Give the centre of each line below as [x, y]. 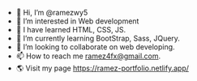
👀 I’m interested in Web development [77, 21]
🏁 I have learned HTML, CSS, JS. [71, 30]
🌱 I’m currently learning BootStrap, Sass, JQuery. [98, 38]
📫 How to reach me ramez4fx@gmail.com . [88, 56]
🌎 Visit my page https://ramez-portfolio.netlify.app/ [102, 68]
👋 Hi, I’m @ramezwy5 [52, 13]
